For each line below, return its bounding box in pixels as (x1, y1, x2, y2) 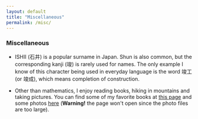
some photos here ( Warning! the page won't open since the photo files (14, 100, 189, 107)
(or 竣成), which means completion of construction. (14, 75, 140, 82)
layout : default (6, 8, 46, 15)
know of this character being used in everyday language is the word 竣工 (14, 68, 192, 75)
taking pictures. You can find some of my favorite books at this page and (14, 93, 192, 100)
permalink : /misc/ (6, 19, 51, 25)
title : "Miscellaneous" (6, 14, 65, 20)
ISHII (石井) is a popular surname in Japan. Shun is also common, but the (14, 53, 192, 60)
